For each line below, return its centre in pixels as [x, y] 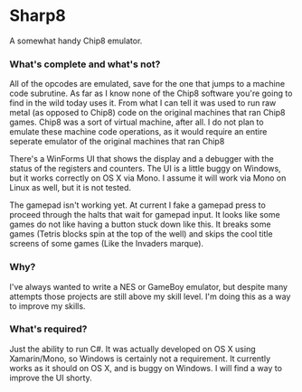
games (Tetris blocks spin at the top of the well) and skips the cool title [141, 234]
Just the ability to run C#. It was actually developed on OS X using [132, 349]
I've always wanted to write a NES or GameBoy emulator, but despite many [148, 286]
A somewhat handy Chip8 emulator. [76, 41]
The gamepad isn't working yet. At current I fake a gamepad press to [138, 205]
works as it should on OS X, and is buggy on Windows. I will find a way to [146, 368]
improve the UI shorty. [51, 378]
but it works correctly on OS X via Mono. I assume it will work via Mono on [148, 178]
